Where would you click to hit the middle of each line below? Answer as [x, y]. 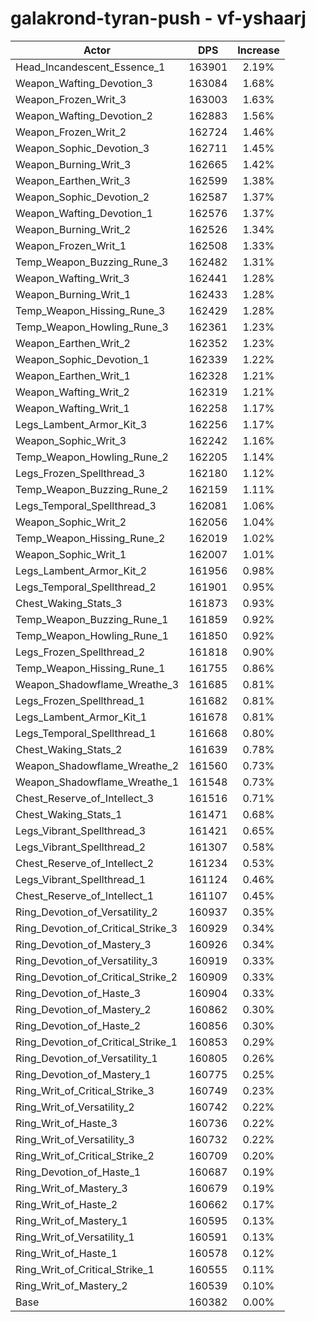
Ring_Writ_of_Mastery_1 [71, 1220]
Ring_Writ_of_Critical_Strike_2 [85, 1155]
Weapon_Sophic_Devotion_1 [82, 359]
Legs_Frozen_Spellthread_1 [80, 700]
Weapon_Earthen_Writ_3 [73, 180]
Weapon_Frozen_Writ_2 [71, 132]
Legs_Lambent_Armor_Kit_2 [81, 570]
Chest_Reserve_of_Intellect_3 [85, 798]
